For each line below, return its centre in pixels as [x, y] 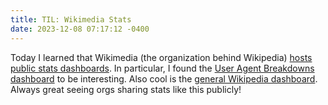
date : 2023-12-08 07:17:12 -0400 [80, 29]
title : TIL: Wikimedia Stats [71, 19]
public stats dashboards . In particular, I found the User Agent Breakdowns [162, 68]
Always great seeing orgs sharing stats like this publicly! [126, 89]
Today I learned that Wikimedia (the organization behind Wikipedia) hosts [161, 57]
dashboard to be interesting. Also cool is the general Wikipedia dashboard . [164, 78]
